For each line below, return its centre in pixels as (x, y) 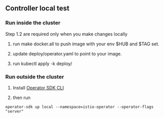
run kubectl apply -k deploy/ (42, 64)
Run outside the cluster (35, 77)
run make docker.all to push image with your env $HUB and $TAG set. (86, 44)
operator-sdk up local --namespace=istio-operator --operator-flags (79, 107)
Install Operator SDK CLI (38, 87)
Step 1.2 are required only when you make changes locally (66, 34)
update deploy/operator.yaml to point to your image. (67, 53)
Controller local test (37, 8)
